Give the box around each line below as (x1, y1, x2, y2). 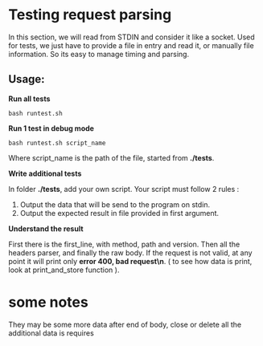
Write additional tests (8, 169, 82, 178)
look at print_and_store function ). (8, 265, 120, 275)
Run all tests (8, 94, 51, 104)
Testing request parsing (8, 6, 172, 24)
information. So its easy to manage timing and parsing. (8, 49, 190, 59)
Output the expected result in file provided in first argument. (19, 208, 220, 218)
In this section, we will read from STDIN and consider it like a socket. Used (8, 32, 255, 42)
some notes (8, 293, 88, 311)
